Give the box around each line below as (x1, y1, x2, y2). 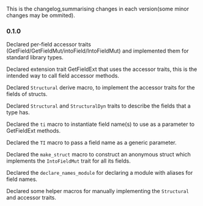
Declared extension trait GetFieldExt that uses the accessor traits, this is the (6, 65, 197, 73)
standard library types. (6, 54, 64, 61)
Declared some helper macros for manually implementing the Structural (6, 188, 190, 195)
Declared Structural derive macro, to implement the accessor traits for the (6, 84, 195, 91)
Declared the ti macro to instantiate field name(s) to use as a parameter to (6, 120, 194, 128)
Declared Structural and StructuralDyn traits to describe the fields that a (6, 102, 191, 109)
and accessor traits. (6, 194, 57, 201)
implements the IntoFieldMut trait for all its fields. (6, 157, 131, 164)
